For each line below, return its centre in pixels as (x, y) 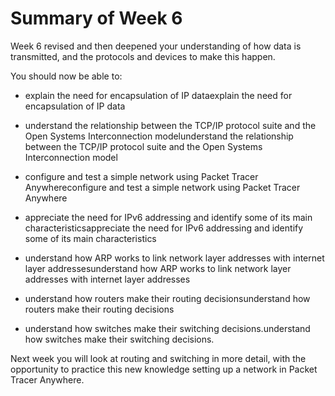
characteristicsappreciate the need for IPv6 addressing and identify (164, 228)
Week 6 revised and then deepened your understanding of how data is (156, 46)
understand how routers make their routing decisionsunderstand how (167, 298)
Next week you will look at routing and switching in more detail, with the (158, 358)
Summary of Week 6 (96, 18)
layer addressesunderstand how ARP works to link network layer (158, 268)
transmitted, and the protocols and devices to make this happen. (143, 56)
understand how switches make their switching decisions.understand (167, 328)
